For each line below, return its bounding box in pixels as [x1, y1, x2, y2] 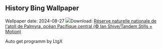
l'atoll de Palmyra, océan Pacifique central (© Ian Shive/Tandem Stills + [5, 23, 153, 29]
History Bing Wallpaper [5, 4, 79, 12]
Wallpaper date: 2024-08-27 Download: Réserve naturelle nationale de [5, 17, 157, 24]
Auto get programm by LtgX [5, 38, 63, 44]
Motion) [5, 28, 22, 34]
